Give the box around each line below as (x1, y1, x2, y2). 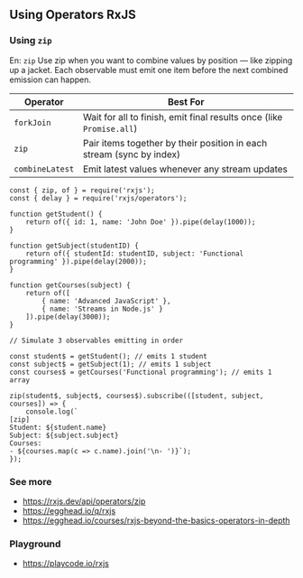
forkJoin (14, 117, 51, 127)
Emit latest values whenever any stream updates (82, 163, 289, 175)
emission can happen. (9, 74, 92, 85)
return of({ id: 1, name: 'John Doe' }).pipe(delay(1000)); (25, 217, 256, 227)
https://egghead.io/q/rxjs (22, 505, 116, 516)
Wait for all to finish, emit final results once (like (82, 110, 283, 123)
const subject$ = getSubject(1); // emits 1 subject (9, 359, 212, 368)
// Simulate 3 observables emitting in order (9, 336, 183, 345)
